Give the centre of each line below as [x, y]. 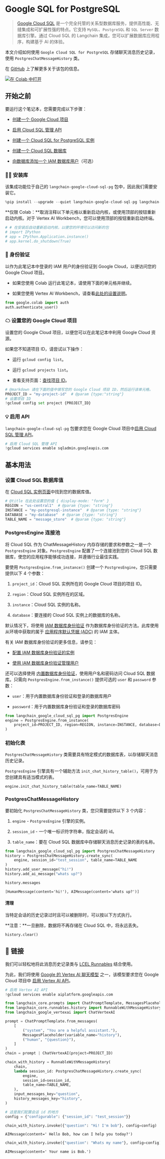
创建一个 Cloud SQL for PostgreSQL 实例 [53, 140]
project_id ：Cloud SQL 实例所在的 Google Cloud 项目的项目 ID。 [78, 583]
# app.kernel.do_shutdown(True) [38, 241]
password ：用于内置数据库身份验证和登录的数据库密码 [66, 706]
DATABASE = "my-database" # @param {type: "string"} [61, 515]
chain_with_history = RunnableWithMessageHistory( [58, 1062]
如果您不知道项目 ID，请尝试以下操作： [44, 349]
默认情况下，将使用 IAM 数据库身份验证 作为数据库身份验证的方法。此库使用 [82, 625]
